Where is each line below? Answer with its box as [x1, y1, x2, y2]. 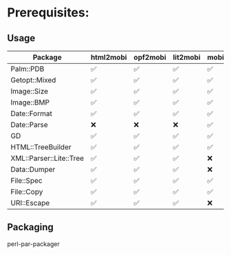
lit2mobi [173, 53, 201, 62]
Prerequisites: [7, 5, 89, 21]
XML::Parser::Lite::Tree [10, 153, 85, 163]
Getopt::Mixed [10, 76, 56, 85]
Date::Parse [10, 120, 48, 129]
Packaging [7, 221, 54, 233]
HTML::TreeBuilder [10, 142, 71, 152]
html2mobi [90, 53, 127, 62]
